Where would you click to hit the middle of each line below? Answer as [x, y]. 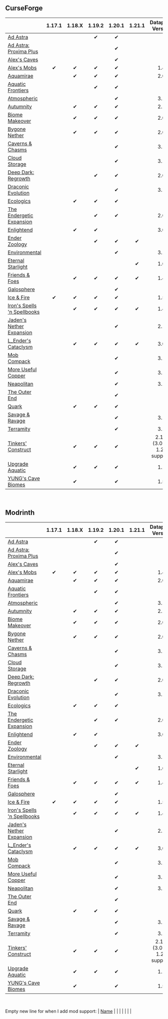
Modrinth [20, 513]
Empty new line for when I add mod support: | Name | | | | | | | [68, 1011]
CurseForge [24, 8]
